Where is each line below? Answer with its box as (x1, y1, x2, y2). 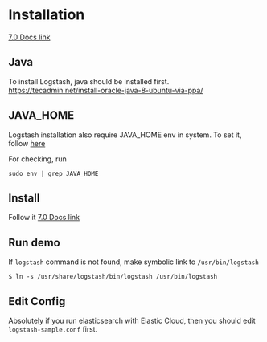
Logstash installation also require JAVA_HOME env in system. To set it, (8, 130, 242, 140)
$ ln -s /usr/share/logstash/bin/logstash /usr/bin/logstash (8, 273, 218, 281)
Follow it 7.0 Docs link (8, 213, 80, 222)
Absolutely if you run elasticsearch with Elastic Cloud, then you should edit (8, 316, 256, 325)
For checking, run (8, 154, 67, 164)
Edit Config (8, 295, 66, 308)
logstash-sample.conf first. (8, 324, 98, 334)
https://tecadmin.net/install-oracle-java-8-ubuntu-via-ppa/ (8, 85, 203, 95)
